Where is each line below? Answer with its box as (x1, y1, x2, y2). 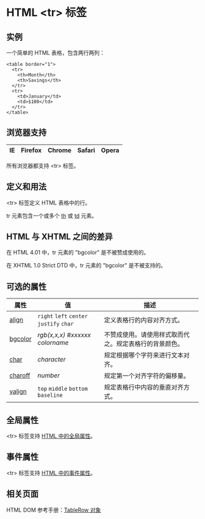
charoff (9, 371, 31, 380)
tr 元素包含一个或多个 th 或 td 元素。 (6, 212, 98, 219)
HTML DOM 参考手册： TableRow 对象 (6, 506, 101, 514)
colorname (37, 338, 69, 347)
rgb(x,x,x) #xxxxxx (37, 331, 92, 339)
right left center (37, 313, 88, 320)
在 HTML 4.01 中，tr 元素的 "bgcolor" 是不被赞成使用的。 (6, 249, 149, 256)
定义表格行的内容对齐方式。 (104, 316, 184, 324)
